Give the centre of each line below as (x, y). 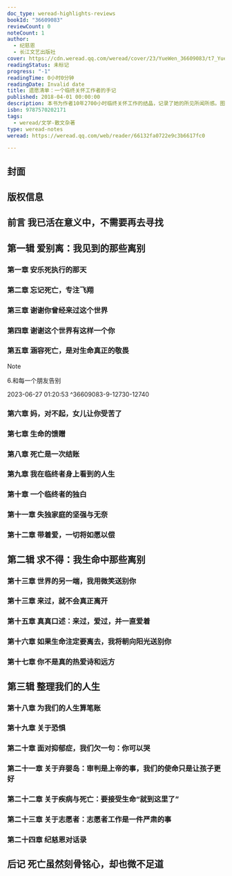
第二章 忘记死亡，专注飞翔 (51, 289)
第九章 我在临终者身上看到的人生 (61, 474)
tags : (15, 116)
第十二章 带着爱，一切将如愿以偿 (61, 535)
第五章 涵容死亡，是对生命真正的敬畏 (68, 351)
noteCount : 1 (26, 33)
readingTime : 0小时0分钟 (41, 78)
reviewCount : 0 (29, 26)
